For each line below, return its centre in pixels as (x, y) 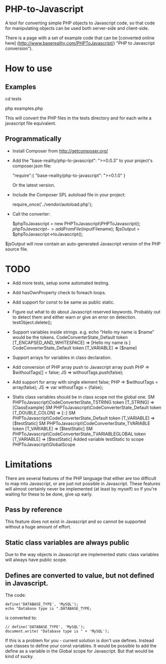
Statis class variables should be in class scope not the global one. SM (83, 397)
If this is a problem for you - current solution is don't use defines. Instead (80, 641)
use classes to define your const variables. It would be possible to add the (81, 646)
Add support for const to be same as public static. (63, 302)
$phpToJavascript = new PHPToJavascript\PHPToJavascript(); (76, 223)
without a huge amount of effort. (38, 527)
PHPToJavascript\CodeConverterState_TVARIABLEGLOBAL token (79, 434)
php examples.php (24, 108)
